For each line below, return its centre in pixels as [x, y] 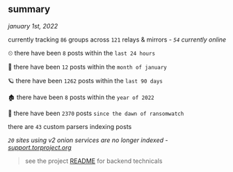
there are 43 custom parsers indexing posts [70, 126]
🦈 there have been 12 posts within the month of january [88, 67]
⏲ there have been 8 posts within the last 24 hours [82, 53]
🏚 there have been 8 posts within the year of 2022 [81, 97]
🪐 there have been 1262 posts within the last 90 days [85, 80]
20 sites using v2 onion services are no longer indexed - [88, 140]
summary [29, 9]
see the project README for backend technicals [94, 161]
